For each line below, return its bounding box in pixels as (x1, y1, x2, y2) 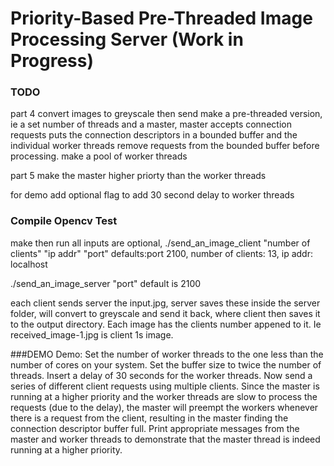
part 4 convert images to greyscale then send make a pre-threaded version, (10, 108, 323, 120)
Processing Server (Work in (10, 28, 244, 51)
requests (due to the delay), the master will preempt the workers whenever (10, 401, 319, 413)
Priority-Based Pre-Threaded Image (10, 7, 313, 30)
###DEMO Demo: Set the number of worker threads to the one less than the (10, 348, 324, 360)
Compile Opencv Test (10, 214, 118, 228)
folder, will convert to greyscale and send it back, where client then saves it (10, 307, 321, 319)
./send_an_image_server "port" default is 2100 (10, 277, 202, 289)
